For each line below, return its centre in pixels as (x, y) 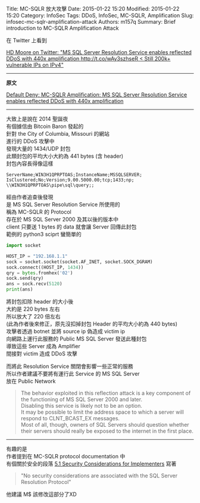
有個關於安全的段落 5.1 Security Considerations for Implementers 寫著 (91, 464)
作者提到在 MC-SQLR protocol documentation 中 (66, 456)
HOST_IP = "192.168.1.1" (37, 256)
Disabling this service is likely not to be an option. (82, 406)
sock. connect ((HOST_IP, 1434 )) (45, 267)
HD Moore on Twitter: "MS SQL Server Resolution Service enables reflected (99, 52)
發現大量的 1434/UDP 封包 (38, 149)
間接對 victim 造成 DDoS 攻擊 (42, 354)
